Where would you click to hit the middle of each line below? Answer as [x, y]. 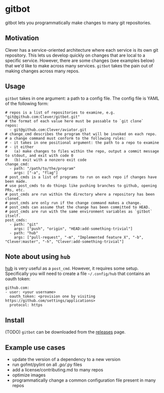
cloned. [13, 198]
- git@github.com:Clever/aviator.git [48, 130]
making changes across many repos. [42, 71]
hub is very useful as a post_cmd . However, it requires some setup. [72, 269]
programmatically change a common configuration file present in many [84, 380]
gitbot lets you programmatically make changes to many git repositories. [78, 23]
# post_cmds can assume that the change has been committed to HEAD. [78, 207]
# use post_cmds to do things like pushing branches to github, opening [81, 185]
